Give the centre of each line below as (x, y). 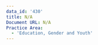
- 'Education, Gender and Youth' (52, 33)
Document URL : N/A (28, 22)
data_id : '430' (25, 11)
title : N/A (19, 17)
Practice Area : (25, 28)
